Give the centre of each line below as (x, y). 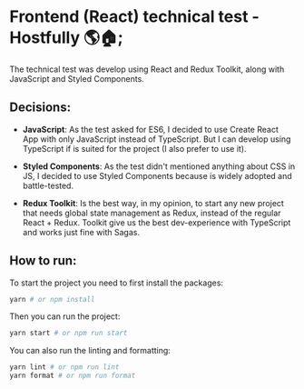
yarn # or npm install (52, 299)
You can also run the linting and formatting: (90, 351)
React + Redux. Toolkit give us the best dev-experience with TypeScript (157, 222)
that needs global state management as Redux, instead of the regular (152, 213)
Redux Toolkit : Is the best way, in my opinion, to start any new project (153, 203)
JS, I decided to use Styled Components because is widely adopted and (157, 175)
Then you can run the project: (65, 316)
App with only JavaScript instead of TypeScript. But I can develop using (157, 139)
